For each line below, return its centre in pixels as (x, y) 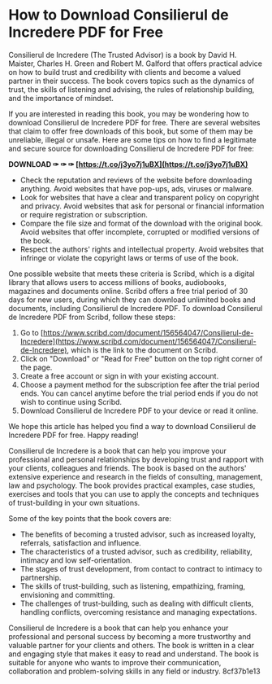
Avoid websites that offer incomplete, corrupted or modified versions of (140, 232)
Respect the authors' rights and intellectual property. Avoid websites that (142, 249)
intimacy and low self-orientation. (76, 560)
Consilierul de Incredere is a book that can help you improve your (118, 450)
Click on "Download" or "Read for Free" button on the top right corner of (141, 358)
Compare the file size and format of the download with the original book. (142, 223)
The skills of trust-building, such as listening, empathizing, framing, (133, 586)
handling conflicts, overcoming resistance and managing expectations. (138, 612)
